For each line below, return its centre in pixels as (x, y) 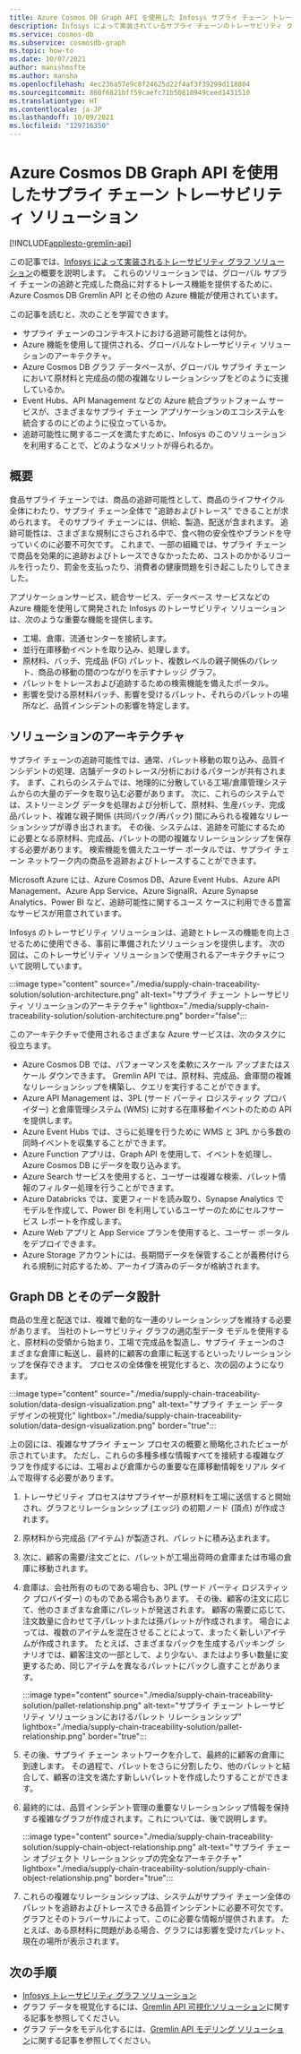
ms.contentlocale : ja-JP (56, 109)
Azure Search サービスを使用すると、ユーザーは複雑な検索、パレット (150, 1176)
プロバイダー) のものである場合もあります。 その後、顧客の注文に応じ (161, 1599)
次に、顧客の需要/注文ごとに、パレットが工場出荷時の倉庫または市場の (153, 1557)
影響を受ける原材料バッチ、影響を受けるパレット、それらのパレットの (151, 694)
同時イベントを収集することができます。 (97, 1142)
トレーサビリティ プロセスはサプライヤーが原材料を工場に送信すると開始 (156, 1497)
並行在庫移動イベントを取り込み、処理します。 (108, 649)
